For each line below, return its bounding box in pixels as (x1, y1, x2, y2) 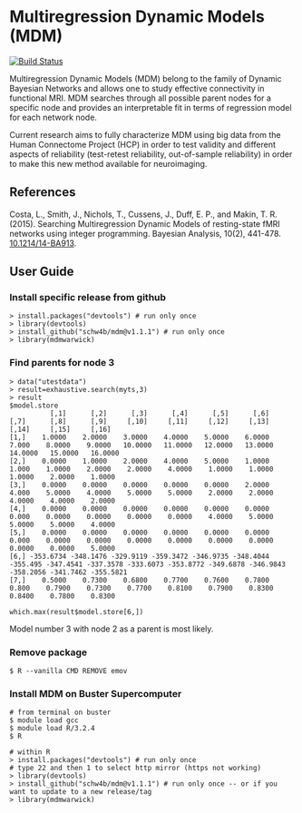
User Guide (9, 264, 74, 279)
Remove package (9, 646, 88, 659)
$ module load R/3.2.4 (9, 724, 95, 733)
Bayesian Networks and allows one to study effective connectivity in (9, 83, 265, 93)
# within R (9, 748, 51, 757)
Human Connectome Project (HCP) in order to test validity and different (9, 139, 277, 150)
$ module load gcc (9, 716, 79, 725)
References (9, 184, 76, 201)
